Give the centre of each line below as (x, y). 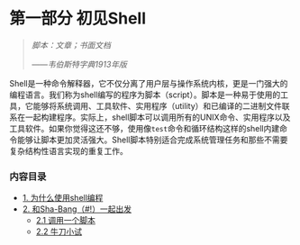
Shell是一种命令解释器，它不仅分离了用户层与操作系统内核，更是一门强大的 (149, 83)
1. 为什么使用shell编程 (63, 198)
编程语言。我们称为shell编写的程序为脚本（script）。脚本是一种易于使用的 (145, 95)
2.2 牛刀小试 (59, 231)
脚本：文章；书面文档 (71, 45)
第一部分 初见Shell (78, 18)
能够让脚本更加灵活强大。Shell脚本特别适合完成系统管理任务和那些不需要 (152, 140)
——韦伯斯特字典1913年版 (79, 64)
